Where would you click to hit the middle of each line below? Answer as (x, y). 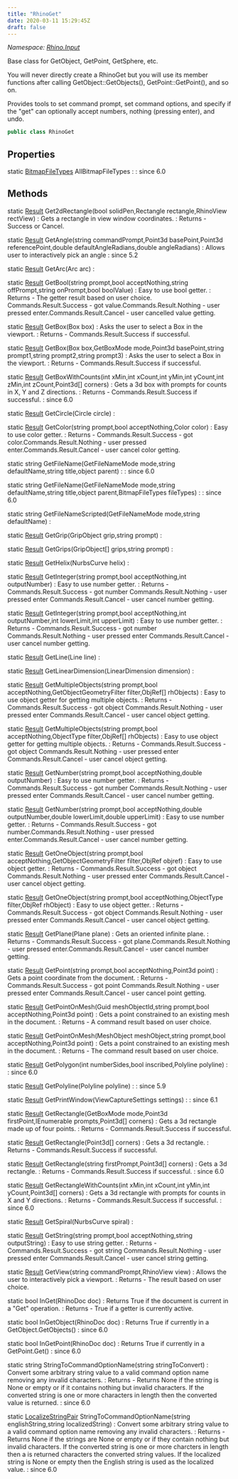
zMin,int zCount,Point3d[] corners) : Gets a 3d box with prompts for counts (117, 384)
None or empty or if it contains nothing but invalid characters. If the (106, 1387)
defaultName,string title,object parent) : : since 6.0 (81, 471)
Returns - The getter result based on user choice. (80, 298)
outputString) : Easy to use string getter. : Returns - (82, 1243)
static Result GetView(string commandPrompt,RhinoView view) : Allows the (117, 1272)
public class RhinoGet (41, 132)
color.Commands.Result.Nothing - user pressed (77, 442)
